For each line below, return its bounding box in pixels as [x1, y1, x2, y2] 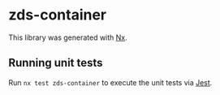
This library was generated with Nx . [8, 32, 127, 42]
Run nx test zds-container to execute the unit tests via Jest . [8, 77, 213, 87]
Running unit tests [8, 56, 103, 70]
